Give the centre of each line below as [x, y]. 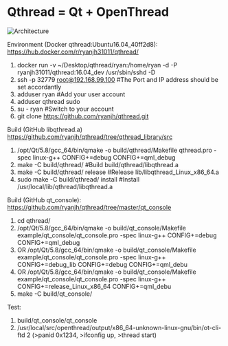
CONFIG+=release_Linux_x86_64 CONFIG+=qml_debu [94, 286]
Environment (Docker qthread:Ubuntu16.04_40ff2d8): [82, 44]
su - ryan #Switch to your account [66, 109]
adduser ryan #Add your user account [71, 94]
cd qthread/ [34, 220]
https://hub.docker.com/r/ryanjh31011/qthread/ [73, 52]
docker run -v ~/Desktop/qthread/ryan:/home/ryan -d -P [97, 65]
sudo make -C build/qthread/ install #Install [78, 179]
